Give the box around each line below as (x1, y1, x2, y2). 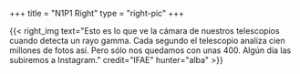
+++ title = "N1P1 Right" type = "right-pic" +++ (9, 8, 185, 18)
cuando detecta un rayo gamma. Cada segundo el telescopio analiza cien (9, 36, 285, 46)
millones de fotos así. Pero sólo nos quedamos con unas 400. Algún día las (9, 45, 292, 56)
